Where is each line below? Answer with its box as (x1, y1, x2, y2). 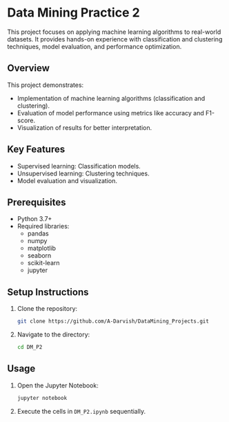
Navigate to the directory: (17, 330, 90, 339)
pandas (27, 229, 50, 238)
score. (17, 116, 36, 124)
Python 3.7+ (17, 215, 52, 223)
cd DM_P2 (17, 344, 43, 351)
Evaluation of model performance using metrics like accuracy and (17, 108, 205, 117)
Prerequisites (7, 196, 66, 208)
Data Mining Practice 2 (7, 5, 140, 21)
